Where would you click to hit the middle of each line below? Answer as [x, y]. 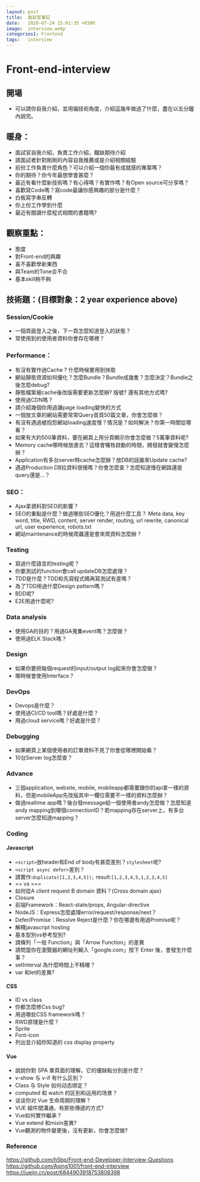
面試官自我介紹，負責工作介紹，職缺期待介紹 [70, 152]
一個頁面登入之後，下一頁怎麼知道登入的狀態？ [73, 331]
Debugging [23, 736]
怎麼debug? [35, 384]
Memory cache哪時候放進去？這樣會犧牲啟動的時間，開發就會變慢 [97, 444]
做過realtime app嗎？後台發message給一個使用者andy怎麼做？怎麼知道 [103, 802]
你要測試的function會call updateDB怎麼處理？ [71, 571]
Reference [22, 1147]
